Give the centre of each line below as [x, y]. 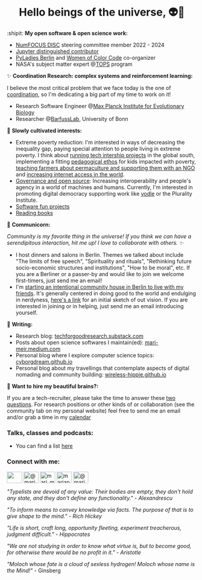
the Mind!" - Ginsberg [34, 570]
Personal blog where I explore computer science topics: [85, 355]
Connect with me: [33, 462]
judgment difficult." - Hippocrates [49, 534]
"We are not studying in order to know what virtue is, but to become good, [99, 546]
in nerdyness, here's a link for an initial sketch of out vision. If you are [102, 300]
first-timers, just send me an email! [59, 280]
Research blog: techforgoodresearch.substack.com [80, 336]
